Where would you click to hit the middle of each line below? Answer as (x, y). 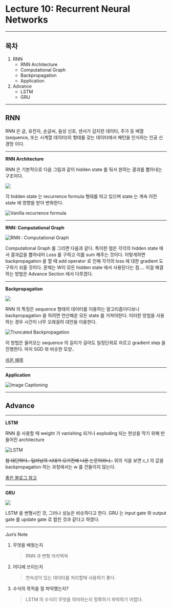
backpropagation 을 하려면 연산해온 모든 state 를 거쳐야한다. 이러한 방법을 (80, 315)
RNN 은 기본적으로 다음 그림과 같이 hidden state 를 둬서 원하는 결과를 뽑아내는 (84, 169)
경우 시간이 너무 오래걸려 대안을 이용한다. (56, 322)
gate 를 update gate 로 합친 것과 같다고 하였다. (52, 519)
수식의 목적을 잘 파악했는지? (41, 589)
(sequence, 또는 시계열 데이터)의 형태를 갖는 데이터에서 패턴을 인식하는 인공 (81, 137)
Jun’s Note (17, 535)
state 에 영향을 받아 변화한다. (35, 202)
